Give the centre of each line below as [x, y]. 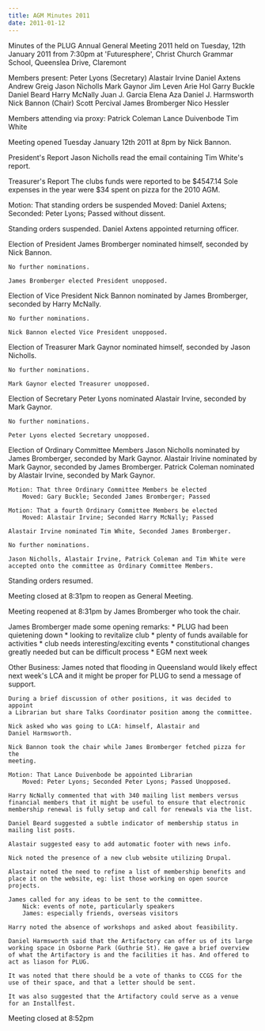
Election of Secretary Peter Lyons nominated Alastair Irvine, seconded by [127, 398]
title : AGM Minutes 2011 [49, 15]
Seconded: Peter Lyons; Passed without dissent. [87, 213]
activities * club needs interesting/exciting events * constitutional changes [129, 643]
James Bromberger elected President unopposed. [88, 281]
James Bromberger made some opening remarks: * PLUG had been [119, 626]
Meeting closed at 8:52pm [51, 1018]
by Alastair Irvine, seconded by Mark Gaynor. [82, 475]
